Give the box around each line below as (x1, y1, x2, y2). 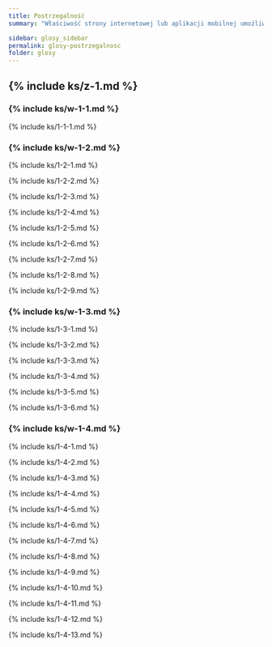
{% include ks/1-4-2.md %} (8, 457, 100, 466)
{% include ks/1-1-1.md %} (8, 121, 97, 131)
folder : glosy (8, 49, 57, 57)
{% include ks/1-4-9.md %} (8, 567, 100, 577)
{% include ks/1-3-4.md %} (8, 372, 100, 381)
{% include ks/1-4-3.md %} (8, 473, 100, 483)
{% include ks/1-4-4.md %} (8, 488, 100, 498)
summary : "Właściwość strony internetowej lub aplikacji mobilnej (8, 19, 237, 28)
